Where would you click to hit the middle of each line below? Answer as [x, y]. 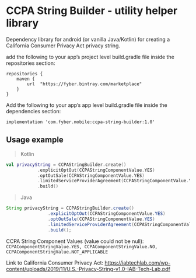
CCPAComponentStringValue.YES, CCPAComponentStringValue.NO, [82, 246]
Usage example [35, 140]
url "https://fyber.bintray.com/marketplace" [85, 84]
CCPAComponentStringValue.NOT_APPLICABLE [57, 252]
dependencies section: [34, 111]
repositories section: [31, 63]
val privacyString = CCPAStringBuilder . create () [66, 165]
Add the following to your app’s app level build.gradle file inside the [87, 105]
